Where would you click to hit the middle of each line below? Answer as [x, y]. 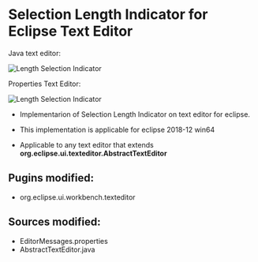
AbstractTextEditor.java [57, 249]
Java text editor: [35, 53]
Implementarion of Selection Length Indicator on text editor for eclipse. [135, 114]
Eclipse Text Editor [71, 31]
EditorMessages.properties [64, 241]
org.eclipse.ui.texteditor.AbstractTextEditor [93, 153]
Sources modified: [54, 222]
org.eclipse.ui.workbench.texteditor [77, 197]
